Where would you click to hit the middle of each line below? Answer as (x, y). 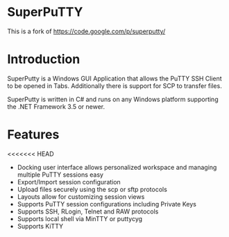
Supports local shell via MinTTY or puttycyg (80, 218)
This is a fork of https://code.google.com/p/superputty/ (86, 31)
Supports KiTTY (40, 226)
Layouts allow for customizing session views (81, 196)
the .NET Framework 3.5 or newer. (56, 106)
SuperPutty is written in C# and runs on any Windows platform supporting (113, 99)
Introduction (44, 59)
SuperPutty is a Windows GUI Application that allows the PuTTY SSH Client (114, 78)
